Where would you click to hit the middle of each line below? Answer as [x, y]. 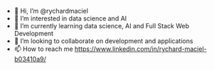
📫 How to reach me [43, 49]
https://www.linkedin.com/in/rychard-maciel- [141, 49]
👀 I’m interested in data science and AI [70, 18]
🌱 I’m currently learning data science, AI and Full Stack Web [102, 26]
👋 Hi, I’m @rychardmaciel [51, 11]
